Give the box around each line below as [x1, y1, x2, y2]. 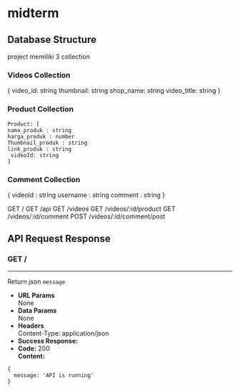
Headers [17, 321, 44, 330]
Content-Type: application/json [17, 328, 109, 337]
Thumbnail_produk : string [7, 139, 88, 146]
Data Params [17, 306, 57, 315]
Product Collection [7, 104, 74, 114]
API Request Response [7, 233, 111, 245]
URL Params [17, 291, 55, 299]
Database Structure [7, 34, 96, 46]
